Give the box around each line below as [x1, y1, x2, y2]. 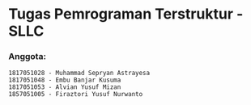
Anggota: [8, 51, 47, 62]
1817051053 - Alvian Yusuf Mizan [8, 83, 121, 91]
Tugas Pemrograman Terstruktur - [8, 5, 244, 23]
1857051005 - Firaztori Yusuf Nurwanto [8, 90, 143, 99]
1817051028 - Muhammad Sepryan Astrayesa [8, 69, 151, 78]
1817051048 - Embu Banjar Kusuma [8, 76, 121, 85]
